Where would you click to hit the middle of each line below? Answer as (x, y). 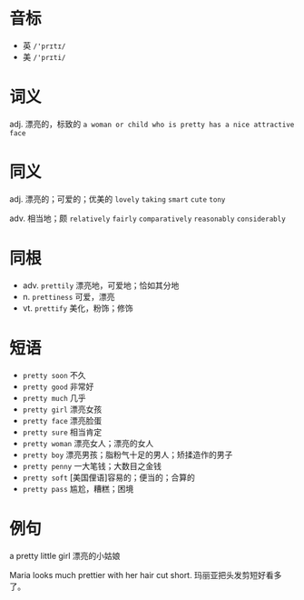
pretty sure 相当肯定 (62, 432)
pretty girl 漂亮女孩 (62, 409)
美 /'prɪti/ (44, 56)
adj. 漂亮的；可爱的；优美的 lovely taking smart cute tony (118, 199)
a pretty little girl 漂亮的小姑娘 (65, 555)
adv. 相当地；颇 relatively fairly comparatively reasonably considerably (147, 218)
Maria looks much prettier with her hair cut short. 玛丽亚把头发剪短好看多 (146, 575)
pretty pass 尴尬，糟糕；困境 (78, 488)
